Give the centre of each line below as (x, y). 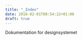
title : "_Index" (22, 10)
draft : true (17, 19)
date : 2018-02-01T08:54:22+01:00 (40, 14)
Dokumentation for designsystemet (41, 33)
